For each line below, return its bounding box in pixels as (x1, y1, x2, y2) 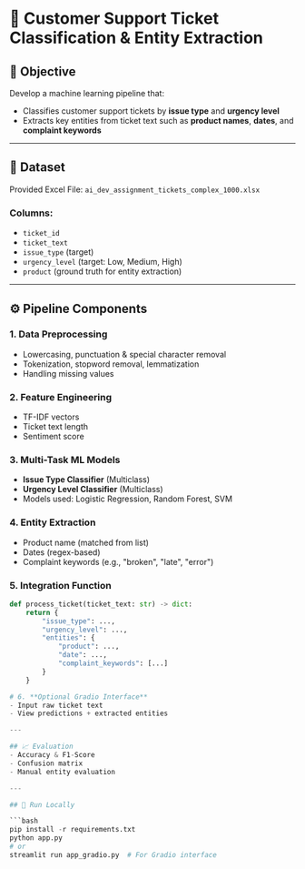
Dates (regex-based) (22, 546, 102, 558)
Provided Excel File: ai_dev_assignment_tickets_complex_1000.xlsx (9, 184, 261, 195)
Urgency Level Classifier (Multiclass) (22, 484, 163, 495)
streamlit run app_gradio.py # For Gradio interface (9, 850, 218, 859)
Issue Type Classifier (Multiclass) (22, 474, 151, 485)
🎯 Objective (9, 64, 76, 79)
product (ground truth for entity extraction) (22, 266, 182, 277)
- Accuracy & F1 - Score (9, 751, 95, 760)
